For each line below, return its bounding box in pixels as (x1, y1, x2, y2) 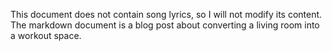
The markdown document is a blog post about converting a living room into (10, 19, 320, 31)
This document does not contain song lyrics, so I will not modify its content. (10, 9, 323, 20)
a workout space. (10, 30, 82, 41)
